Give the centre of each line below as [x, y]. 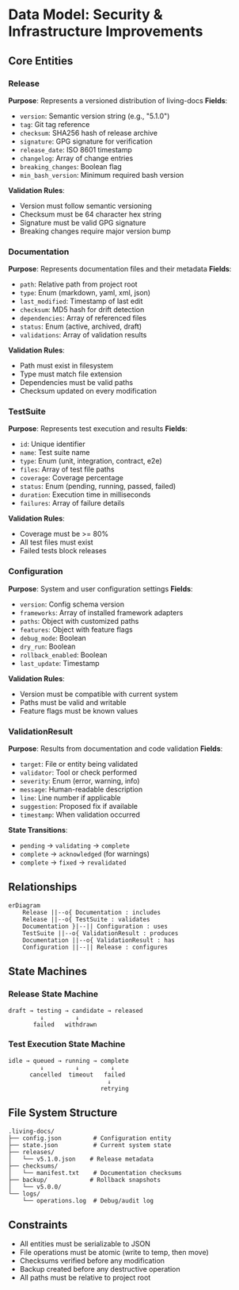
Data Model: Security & [86, 15]
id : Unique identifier [52, 444]
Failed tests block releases [63, 551]
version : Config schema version [72, 604]
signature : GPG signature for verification [86, 141]
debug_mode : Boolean [53, 637]
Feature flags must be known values [79, 710]
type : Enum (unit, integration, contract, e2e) [91, 461]
